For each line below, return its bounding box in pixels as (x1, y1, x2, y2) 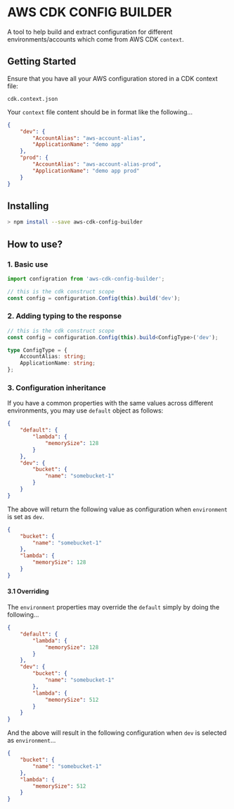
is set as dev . (7, 512, 44, 521)
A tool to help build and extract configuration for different (7, 28, 173, 36)
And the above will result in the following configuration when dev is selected (7, 729, 227, 737)
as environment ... (7, 736, 56, 745)
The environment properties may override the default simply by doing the (7, 603, 220, 612)
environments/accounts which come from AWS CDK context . (7, 35, 184, 43)
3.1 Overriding (7, 587, 49, 596)
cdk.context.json (7, 95, 58, 102)
